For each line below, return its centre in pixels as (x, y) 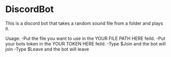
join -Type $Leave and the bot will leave (47, 49)
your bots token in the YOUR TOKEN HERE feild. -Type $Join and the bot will (86, 43)
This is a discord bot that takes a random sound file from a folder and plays (84, 23)
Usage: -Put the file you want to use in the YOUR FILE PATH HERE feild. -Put (85, 38)
